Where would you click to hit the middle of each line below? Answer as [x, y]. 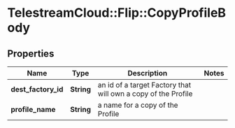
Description [148, 73]
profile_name [33, 109]
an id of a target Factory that [144, 85]
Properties [31, 54]
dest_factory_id [37, 89]
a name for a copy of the [138, 105]
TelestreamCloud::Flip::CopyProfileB [116, 13]
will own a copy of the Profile [145, 94]
